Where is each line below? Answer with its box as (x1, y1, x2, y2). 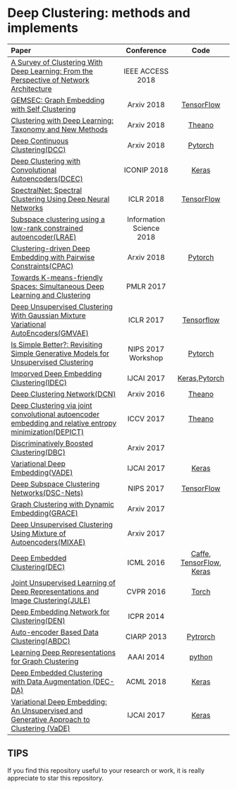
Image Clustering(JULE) (11, 595, 91, 605)
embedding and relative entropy (11, 418, 117, 428)
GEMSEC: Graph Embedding (11, 95, 105, 105)
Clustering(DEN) (11, 615, 66, 625)
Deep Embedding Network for (11, 607, 110, 617)
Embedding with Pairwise (11, 252, 95, 262)
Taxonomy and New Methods (11, 124, 108, 134)
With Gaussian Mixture (11, 311, 86, 320)
